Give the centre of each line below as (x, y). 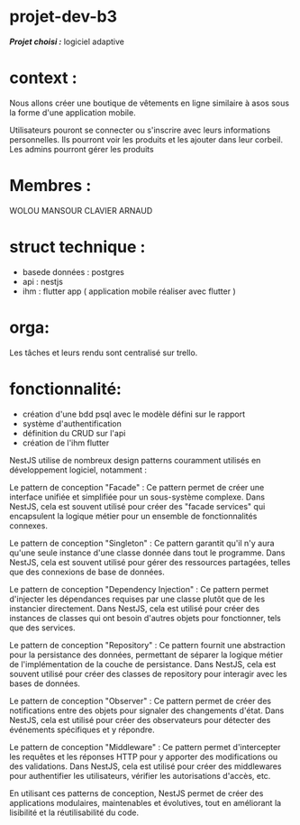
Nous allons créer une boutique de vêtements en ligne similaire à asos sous (150, 103)
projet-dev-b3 (64, 17)
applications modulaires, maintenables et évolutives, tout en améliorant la (145, 802)
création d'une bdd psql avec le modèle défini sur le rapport (134, 414)
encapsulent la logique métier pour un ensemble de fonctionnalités (133, 516)
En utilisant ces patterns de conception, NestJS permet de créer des (136, 793)
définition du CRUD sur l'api (74, 433)
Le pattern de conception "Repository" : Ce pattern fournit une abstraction (147, 645)
